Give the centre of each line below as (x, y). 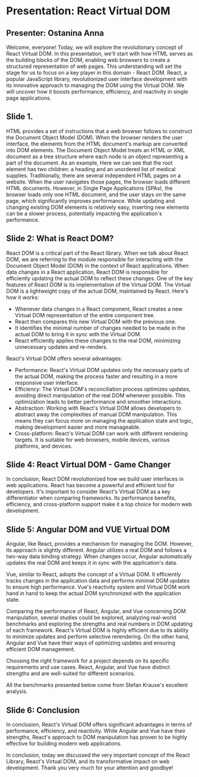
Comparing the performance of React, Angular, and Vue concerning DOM (96, 611)
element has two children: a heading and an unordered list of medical (91, 169)
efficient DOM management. (41, 649)
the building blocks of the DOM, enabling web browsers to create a (88, 60)
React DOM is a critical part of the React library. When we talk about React (97, 253)
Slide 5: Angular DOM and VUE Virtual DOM (88, 529)
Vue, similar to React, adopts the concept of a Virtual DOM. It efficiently (94, 574)
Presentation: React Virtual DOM (88, 11)
